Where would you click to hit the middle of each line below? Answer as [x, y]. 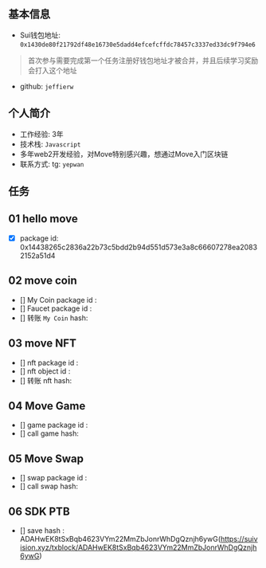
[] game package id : [54, 425]
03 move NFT [43, 344]
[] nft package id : [49, 362]
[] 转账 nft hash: [46, 380]
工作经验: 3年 [41, 134]
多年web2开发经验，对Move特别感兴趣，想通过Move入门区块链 [124, 154]
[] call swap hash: [49, 486]
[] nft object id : [45, 371]
